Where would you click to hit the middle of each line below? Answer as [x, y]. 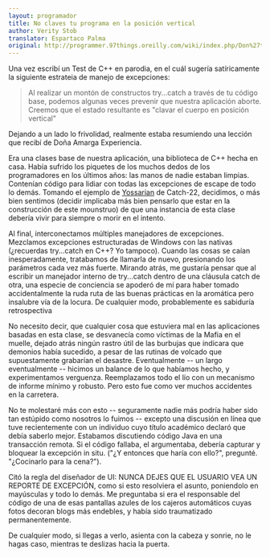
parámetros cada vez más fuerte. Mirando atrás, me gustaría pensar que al [132, 268]
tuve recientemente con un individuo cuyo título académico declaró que [127, 427]
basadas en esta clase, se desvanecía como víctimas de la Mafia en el [125, 335]
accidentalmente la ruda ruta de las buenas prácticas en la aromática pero [131, 294]
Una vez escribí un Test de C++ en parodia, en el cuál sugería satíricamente [134, 68]
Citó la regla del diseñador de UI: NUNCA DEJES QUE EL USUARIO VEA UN [133, 477]
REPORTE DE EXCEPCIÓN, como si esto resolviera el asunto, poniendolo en [133, 486]
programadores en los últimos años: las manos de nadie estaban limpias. [129, 175]
